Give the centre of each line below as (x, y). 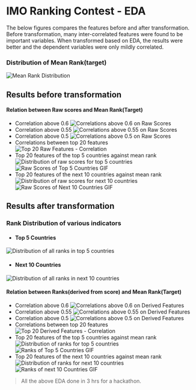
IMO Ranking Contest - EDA (76, 11)
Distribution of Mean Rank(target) (57, 63)
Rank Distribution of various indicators (64, 223)
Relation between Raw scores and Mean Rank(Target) (75, 110)
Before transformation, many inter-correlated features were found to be (95, 34)
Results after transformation (60, 206)
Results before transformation (64, 94)
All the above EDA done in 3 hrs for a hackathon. (81, 381)
